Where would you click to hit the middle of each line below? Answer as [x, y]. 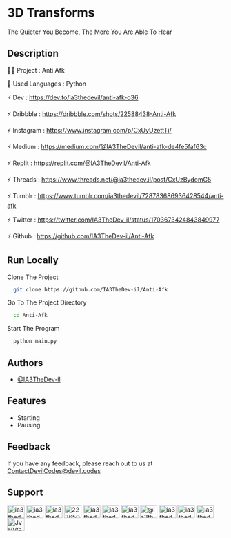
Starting [28, 417]
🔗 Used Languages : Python [47, 84]
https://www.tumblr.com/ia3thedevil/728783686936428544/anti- [131, 195]
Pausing [29, 425]
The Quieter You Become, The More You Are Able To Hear [90, 32]
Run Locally [33, 260]
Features [27, 401]
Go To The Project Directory [47, 302]
